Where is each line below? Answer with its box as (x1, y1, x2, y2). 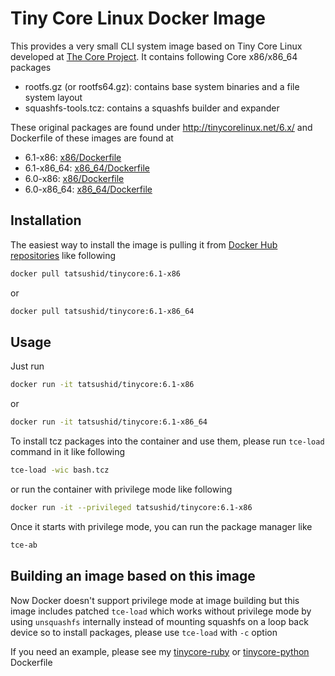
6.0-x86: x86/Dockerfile (24, 172, 125, 184)
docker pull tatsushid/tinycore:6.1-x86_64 (10, 306, 195, 316)
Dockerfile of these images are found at (10, 132, 174, 144)
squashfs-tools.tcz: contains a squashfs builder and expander (24, 102, 280, 114)
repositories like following (10, 249, 117, 261)
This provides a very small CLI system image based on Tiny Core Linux (10, 40, 303, 52)
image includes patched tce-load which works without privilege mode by (10, 605, 312, 617)
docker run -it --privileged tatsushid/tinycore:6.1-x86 (10, 502, 253, 512)
